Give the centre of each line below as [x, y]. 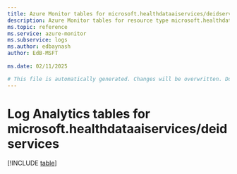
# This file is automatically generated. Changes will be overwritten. [115, 79]
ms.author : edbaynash [39, 46]
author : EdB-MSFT [33, 54]
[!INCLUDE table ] [32, 163]
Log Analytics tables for [79, 114]
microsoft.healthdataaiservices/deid [117, 129]
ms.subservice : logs [38, 40]
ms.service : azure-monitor [47, 33]
